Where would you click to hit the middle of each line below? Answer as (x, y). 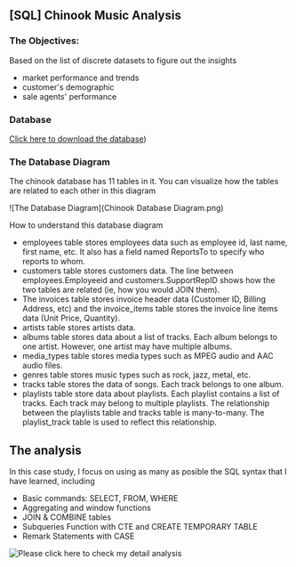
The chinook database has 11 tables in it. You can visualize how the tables (144, 182)
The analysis (45, 450)
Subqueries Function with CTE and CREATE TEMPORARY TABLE (140, 527)
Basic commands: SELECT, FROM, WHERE (100, 498)
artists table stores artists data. (79, 328)
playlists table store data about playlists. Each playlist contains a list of (151, 394)
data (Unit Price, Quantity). (71, 318)
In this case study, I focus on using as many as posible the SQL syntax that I (148, 472)
